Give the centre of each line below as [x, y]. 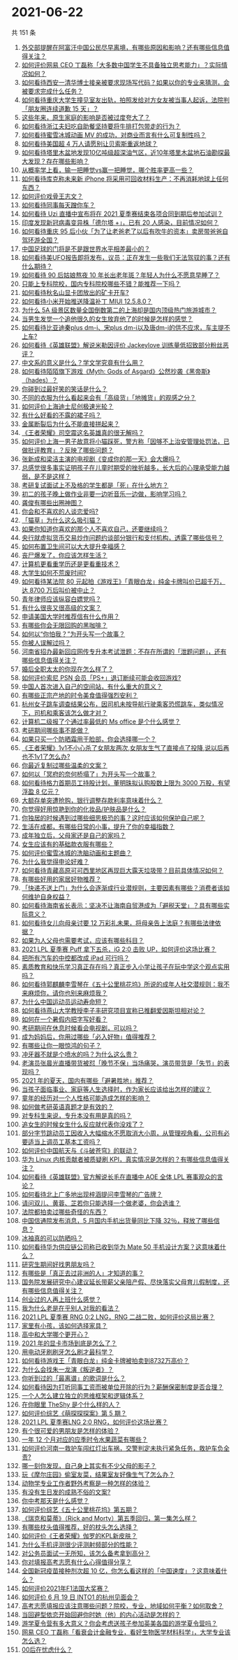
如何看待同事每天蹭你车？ [58, 205]
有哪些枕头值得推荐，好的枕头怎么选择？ [80, 1527]
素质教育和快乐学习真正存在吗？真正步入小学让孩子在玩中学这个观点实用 [125, 967]
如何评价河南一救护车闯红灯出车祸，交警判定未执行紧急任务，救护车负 [122, 1448]
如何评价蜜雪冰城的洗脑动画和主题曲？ [76, 852]
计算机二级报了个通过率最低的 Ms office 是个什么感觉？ [101, 721]
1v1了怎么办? [52, 756]
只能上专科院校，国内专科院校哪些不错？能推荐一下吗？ [101, 284]
